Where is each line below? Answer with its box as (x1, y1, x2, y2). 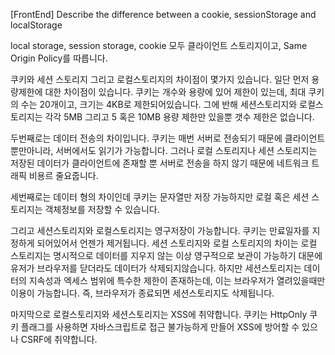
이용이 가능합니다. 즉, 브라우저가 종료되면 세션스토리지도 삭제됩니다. (10, 287, 275, 299)
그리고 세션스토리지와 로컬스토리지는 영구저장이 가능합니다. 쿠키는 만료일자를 (10, 225, 310, 236)
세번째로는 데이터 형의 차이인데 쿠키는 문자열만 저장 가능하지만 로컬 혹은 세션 (10, 191, 310, 203)
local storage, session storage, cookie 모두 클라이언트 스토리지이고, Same (10, 40, 308, 51)
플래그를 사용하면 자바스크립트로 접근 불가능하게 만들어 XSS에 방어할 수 (20, 321, 300, 333)
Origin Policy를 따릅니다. (10, 52, 108, 64)
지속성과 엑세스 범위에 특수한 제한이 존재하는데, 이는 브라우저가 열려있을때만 (28, 275, 326, 286)
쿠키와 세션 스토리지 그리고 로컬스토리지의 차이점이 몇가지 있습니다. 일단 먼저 (10, 74, 310, 85)
